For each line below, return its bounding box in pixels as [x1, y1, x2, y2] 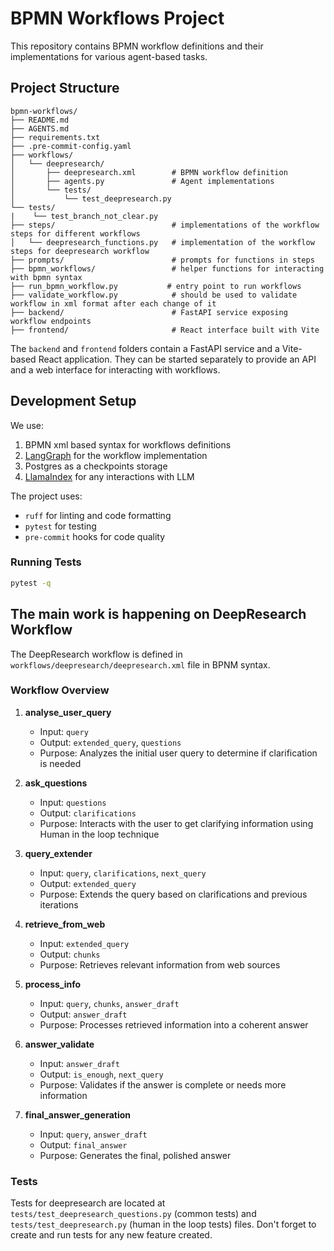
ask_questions [24, 777, 88, 789]
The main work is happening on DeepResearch [10, 606, 307, 623]
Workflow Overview [10, 683, 110, 697]
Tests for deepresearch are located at [10, 1197, 166, 1209]
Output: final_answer [39, 1138, 128, 1151]
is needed [39, 757, 82, 769]
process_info [24, 978, 82, 990]
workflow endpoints [10, 316, 92, 326]
